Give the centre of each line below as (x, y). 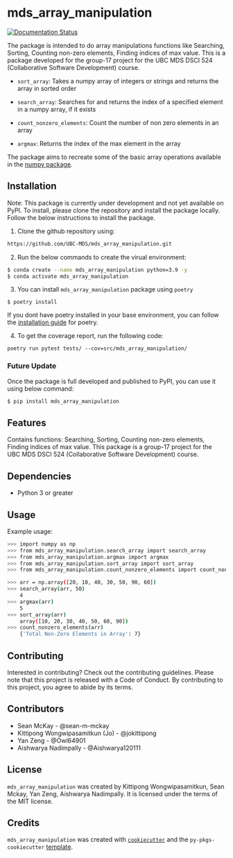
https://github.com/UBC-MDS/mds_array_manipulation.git (89, 244)
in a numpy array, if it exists (57, 109)
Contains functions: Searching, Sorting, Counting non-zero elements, (106, 439)
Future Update (32, 366)
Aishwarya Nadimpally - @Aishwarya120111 (79, 748)
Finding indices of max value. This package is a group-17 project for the (110, 447)
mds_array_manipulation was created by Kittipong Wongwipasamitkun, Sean (116, 786)
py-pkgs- (202, 840)
